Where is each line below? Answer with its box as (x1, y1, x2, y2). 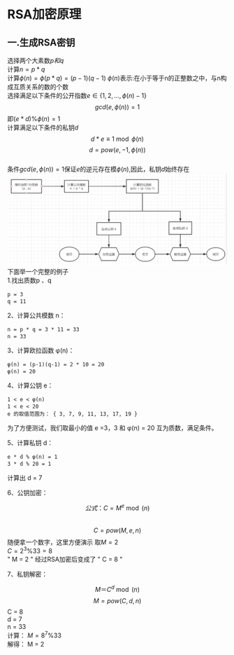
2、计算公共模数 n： (7, 311, 66, 319)
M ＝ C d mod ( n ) (95, 584, 140, 594)
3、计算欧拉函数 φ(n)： (7, 346, 75, 354)
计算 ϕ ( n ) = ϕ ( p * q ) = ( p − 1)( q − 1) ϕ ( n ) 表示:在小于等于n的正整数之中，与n (7, 74, 221, 82)
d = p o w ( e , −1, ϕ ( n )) (89, 146, 146, 154)
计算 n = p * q (7, 65, 45, 74)
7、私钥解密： (7, 570, 47, 579)
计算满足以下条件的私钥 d (7, 123, 79, 132)
